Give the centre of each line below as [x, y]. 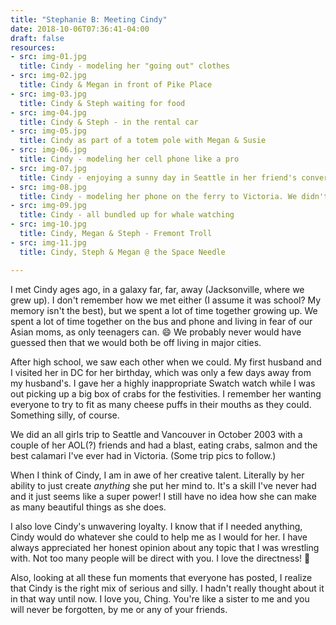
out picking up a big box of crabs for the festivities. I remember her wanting [166, 393]
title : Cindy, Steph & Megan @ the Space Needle [122, 252]
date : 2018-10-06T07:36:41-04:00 [80, 29]
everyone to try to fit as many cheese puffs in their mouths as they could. [161, 404]
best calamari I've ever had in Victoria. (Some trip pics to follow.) [143, 455]
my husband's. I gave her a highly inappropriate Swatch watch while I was [163, 383]
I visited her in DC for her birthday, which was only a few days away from [161, 372]
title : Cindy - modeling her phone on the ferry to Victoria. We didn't [174, 196]
